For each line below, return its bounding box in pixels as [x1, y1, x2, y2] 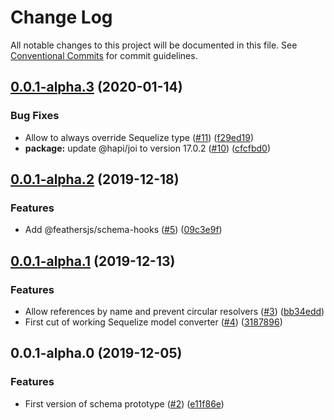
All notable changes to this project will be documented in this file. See [10, 39, 298, 51]
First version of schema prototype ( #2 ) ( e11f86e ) [24, 397, 225, 410]
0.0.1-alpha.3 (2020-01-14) [10, 79, 183, 96]
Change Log [10, 6, 113, 29]
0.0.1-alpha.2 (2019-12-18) [10, 171, 180, 188]
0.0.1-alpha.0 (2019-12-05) [10, 345, 183, 362]
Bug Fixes [10, 109, 60, 123]
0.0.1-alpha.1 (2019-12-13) [10, 252, 176, 270]
